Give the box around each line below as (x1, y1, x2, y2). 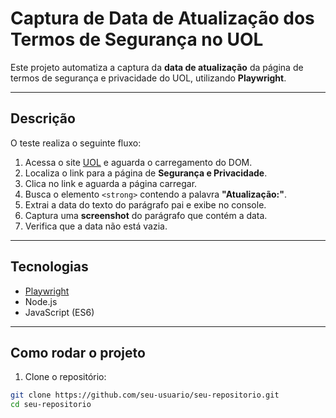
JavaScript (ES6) (24, 306, 95, 318)
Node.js (24, 295, 58, 307)
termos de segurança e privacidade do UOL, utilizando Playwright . (10, 72, 287, 84)
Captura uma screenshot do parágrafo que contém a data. (24, 209, 268, 221)
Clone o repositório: (24, 371, 107, 383)
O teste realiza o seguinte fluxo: (10, 137, 142, 149)
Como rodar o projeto (10, 344, 146, 361)
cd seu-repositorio (10, 400, 92, 410)
